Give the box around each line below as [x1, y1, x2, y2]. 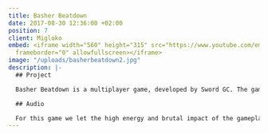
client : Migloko [8, 33, 62, 42]
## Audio [15, 100, 45, 108]
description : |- [8, 64, 62, 72]
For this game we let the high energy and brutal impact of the [15, 114, 234, 122]
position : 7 [8, 26, 48, 34]
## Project [15, 71, 52, 79]
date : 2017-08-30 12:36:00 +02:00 [8, 19, 124, 27]
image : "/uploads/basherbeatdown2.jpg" [8, 57, 141, 65]
